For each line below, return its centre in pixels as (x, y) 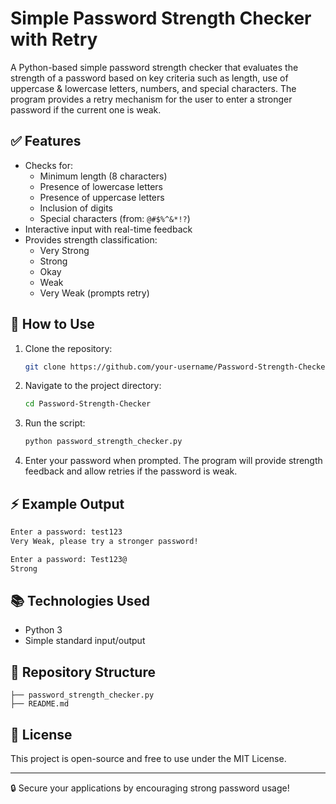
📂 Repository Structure (83, 672)
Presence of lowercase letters (101, 186)
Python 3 (43, 630)
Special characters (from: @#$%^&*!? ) (115, 218)
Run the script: (55, 423)
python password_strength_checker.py (103, 442)
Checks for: (48, 165)
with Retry (54, 39)
